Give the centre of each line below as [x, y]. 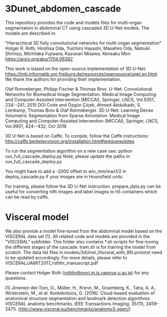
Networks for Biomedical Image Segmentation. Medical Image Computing [81, 94]
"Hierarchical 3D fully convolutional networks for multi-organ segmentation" [83, 43]
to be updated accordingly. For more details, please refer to [66, 257]
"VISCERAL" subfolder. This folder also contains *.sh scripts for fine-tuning [82, 241]
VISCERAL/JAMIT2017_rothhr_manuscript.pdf [52, 263]
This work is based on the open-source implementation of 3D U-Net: [76, 69]
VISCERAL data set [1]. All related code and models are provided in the [78, 236]
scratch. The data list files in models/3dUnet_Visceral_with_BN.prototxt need [84, 252]
